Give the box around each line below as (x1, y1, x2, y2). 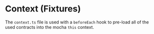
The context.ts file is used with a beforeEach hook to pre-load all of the (5, 19, 149, 25)
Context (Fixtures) (5, 3, 81, 14)
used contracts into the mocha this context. (5, 24, 94, 30)
